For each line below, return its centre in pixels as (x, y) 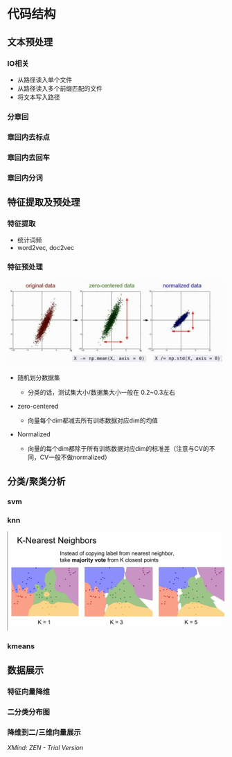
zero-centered (38, 407)
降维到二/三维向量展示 (44, 732)
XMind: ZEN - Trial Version (45, 748)
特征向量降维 (29, 692)
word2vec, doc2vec (46, 248)
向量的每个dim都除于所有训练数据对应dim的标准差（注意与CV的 (118, 449)
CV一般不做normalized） (75, 457)
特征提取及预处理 (44, 202)
